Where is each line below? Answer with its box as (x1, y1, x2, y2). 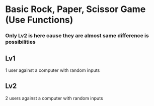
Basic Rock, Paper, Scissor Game (5, 4, 146, 15)
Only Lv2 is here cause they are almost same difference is (5, 32, 149, 39)
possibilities (5, 39, 36, 46)
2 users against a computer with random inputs (5, 95, 103, 101)
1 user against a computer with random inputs (5, 67, 100, 73)
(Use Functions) (5, 14, 73, 26)
